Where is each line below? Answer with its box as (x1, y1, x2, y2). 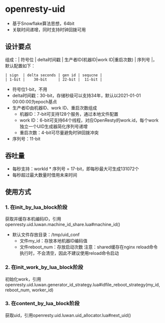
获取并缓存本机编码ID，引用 (5, 216, 62, 222)
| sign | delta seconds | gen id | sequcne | (5, 73, 102, 78)
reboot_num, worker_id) (5, 287, 54, 293)
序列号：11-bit (12, 136, 41, 141)
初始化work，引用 (5, 276, 41, 282)
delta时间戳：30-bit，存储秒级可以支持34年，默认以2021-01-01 (12, 92, 141, 98)
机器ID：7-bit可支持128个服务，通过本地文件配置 (19, 111, 119, 117)
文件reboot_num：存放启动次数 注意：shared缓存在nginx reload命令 (19, 244, 158, 250)
